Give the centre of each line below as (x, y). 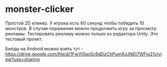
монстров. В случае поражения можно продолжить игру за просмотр (81, 28)
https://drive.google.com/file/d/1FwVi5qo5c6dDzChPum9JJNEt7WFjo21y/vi (83, 54)
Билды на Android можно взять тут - (44, 48)
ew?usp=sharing (23, 59)
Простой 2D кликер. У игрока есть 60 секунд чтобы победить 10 (75, 23)
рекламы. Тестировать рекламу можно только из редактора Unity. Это (82, 33)
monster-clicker (39, 9)
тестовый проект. (24, 39)
